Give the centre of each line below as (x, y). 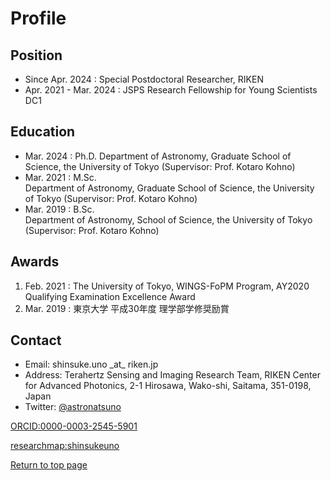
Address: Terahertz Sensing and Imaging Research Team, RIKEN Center (172, 375)
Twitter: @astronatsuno (73, 407)
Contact (36, 340)
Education (43, 132)
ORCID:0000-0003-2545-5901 (74, 426)
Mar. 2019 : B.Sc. (59, 209)
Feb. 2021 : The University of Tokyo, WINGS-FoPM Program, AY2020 (167, 286)
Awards (35, 262)
